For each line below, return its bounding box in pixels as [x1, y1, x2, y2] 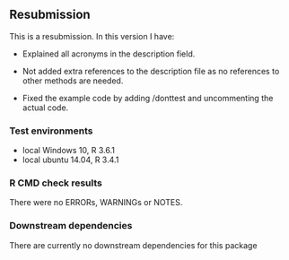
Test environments [9, 125, 93, 137]
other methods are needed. [22, 75, 124, 86]
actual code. [22, 102, 69, 113]
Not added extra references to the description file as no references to [22, 65, 280, 76]
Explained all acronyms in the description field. [22, 48, 196, 59]
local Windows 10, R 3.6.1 [22, 145, 115, 156]
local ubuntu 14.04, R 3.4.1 [22, 154, 119, 165]
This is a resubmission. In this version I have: [9, 30, 175, 41]
